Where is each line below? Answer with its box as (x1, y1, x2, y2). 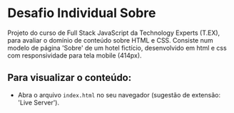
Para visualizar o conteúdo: (7, 72, 132, 84)
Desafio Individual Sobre (7, 5, 156, 21)
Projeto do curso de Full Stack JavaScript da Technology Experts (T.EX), (7, 28, 220, 37)
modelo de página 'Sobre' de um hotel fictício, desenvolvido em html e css (7, 43, 227, 52)
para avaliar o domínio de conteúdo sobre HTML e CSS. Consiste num (7, 36, 213, 44)
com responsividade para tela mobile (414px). (7, 51, 142, 60)
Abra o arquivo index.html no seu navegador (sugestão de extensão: (17, 90, 221, 99)
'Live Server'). (17, 98, 59, 107)
